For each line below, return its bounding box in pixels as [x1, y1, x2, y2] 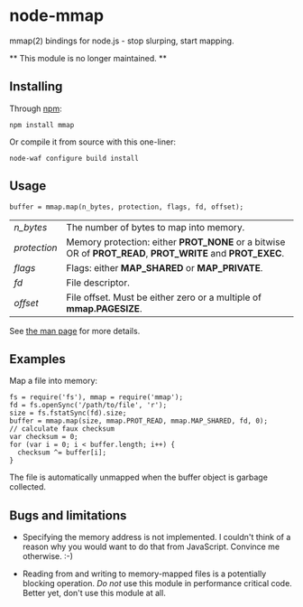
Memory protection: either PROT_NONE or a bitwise [66, 236, 286, 248]
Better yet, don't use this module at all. [22, 588, 167, 599]
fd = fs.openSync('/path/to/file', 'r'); [9, 401, 168, 410]
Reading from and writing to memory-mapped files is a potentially [22, 568, 267, 579]
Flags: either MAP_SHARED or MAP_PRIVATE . [66, 261, 263, 274]
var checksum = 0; [9, 433, 78, 442]
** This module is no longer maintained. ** [9, 52, 168, 63]
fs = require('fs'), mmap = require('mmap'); [9, 393, 183, 402]
